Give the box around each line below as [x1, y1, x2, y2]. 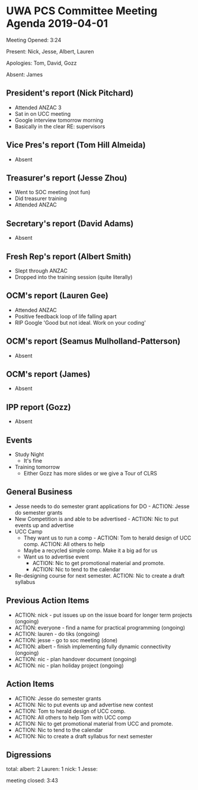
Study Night [14, 451, 44, 458]
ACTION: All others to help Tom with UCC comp [14, 713, 132, 721]
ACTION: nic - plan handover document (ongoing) [14, 655, 137, 662]
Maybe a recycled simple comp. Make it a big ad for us [23, 547, 158, 554]
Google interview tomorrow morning [14, 116, 104, 123]
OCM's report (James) [6, 369, 91, 379]
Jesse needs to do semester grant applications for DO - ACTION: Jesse [14, 503, 190, 510]
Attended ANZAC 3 [14, 104, 62, 111]
